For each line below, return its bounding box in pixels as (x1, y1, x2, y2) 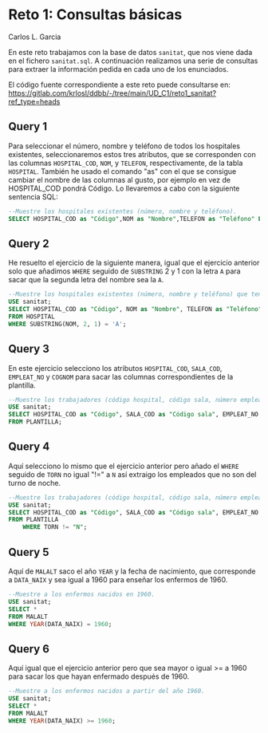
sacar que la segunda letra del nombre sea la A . (8, 275, 164, 285)
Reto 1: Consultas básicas (8, 6, 183, 24)
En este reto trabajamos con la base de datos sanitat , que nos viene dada (8, 47, 253, 57)
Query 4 (8, 440, 50, 454)
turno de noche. (8, 478, 61, 487)
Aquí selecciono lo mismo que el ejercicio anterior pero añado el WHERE (8, 461, 239, 471)
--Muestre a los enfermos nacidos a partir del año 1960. (8, 688, 205, 696)
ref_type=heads (8, 97, 61, 106)
